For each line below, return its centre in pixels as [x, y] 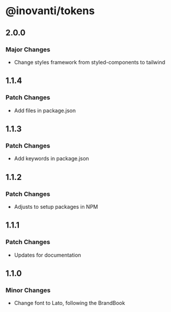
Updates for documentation [47, 255]
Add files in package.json [45, 110]
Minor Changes [28, 290]
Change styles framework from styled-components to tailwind [90, 62]
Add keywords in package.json [52, 159]
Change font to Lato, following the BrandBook [69, 303]
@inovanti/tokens [50, 11]
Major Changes [28, 50]
